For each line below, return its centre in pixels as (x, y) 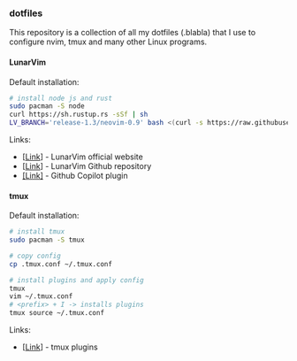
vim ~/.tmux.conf (41, 296)
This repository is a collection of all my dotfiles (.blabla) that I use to (133, 33)
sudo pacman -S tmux (47, 240)
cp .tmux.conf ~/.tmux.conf (61, 264)
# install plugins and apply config (76, 280)
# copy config (35, 256)
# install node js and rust (61, 98)
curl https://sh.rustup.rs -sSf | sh (79, 115)
